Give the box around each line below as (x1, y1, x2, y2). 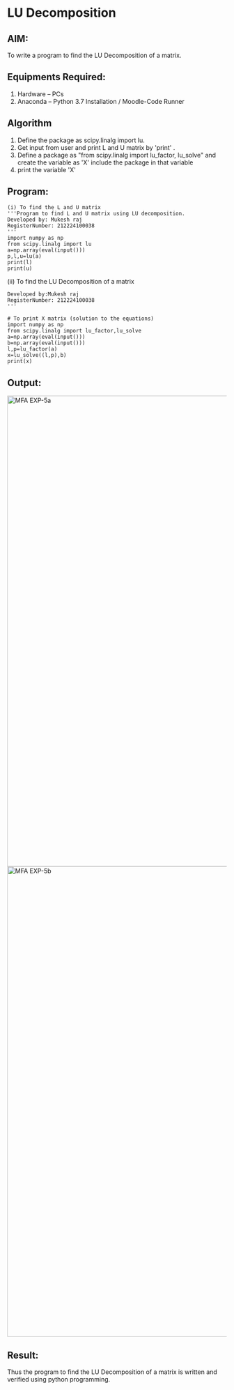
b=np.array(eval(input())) (7, 339, 86, 346)
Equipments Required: (7, 71, 106, 83)
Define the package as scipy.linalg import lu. (17, 136, 145, 144)
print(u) (7, 265, 33, 273)
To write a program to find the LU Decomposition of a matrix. (7, 51, 182, 59)
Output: (7, 376, 42, 388)
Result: (7, 1349, 39, 1361)
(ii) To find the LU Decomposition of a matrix (7, 277, 134, 286)
